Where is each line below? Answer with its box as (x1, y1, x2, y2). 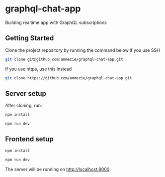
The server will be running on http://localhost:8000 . (5, 166, 111, 172)
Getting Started (5, 34, 54, 42)
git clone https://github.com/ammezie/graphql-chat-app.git (5, 75, 133, 80)
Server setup (5, 89, 46, 98)
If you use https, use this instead (5, 66, 72, 72)
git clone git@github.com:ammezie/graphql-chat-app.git (5, 57, 123, 62)
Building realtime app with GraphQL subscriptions (5, 19, 107, 25)
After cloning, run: (5, 103, 42, 109)
